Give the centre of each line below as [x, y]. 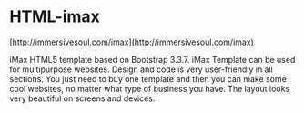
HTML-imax [55, 17]
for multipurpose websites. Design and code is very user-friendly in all [141, 69]
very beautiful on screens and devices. [82, 98]
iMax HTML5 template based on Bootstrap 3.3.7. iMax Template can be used [152, 59]
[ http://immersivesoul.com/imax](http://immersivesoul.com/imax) [132, 42]
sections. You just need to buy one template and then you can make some [148, 78]
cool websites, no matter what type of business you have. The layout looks [150, 88]
